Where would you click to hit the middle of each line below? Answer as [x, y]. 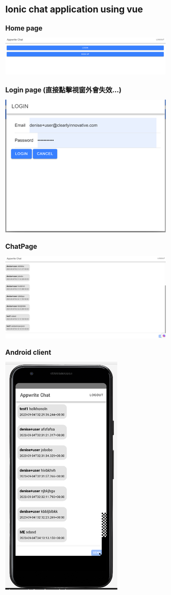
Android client [28, 352]
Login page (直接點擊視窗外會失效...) [64, 90]
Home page [24, 28]
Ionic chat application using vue [74, 9]
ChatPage [21, 247]
